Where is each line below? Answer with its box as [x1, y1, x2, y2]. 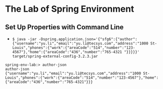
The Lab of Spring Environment [5, 3, 135, 15]
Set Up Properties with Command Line [5, 23, 124, 31]
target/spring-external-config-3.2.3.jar [12, 54, 98, 59]
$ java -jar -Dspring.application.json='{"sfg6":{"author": [12, 37, 138, 42]
